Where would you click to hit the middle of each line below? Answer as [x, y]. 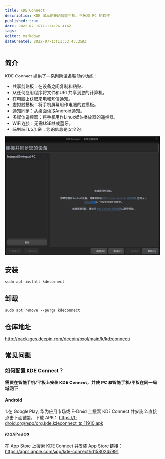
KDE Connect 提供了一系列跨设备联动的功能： [52, 76]
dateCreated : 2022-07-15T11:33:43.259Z [46, 42]
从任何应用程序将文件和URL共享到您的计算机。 [59, 92]
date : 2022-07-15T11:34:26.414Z [38, 26]
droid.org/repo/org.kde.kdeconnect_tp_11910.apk [54, 423]
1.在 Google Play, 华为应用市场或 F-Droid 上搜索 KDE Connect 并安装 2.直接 [81, 411]
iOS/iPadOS [17, 434]
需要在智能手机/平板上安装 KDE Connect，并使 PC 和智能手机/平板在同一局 [81, 382]
